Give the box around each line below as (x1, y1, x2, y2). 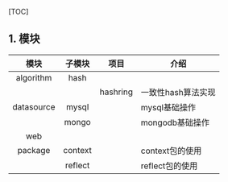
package (17, 144, 51, 155)
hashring (99, 86, 133, 97)
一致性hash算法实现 (140, 86, 216, 97)
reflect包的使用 (140, 160, 198, 172)
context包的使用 (140, 145, 202, 156)
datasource (12, 101, 56, 112)
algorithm (15, 72, 52, 83)
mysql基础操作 (140, 101, 196, 113)
